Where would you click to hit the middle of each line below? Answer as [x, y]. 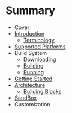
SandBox [25, 98]
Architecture [30, 85]
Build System [31, 53]
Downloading [40, 59]
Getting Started [33, 79]
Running [34, 72]
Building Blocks [42, 91]
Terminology [39, 40]
